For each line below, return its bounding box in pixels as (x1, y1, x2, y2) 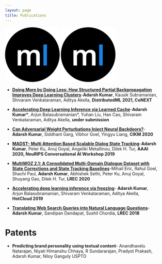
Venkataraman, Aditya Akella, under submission (12, 116, 109, 122)
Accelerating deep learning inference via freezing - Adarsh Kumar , (12, 185, 149, 191)
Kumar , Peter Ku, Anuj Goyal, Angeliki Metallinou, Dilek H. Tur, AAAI (12, 146, 149, 151)
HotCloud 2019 (12, 196, 43, 201)
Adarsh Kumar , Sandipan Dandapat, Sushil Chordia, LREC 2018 (12, 210, 140, 216)
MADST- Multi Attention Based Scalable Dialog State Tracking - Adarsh (12, 141, 157, 147)
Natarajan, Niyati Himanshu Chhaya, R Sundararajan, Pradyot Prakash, (12, 248, 153, 254)
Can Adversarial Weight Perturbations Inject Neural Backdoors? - (12, 126, 146, 132)
